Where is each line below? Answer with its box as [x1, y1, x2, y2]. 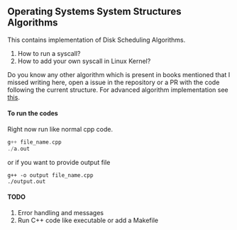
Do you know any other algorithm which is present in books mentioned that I [7, 70, 231, 79]
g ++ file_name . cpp [7, 139, 62, 146]
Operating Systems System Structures [7, 6, 182, 18]
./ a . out [7, 145, 31, 152]
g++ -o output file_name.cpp [7, 171, 94, 179]
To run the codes [7, 109, 58, 117]
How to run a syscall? [17, 49, 81, 57]
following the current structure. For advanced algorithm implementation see [7, 85, 228, 94]
